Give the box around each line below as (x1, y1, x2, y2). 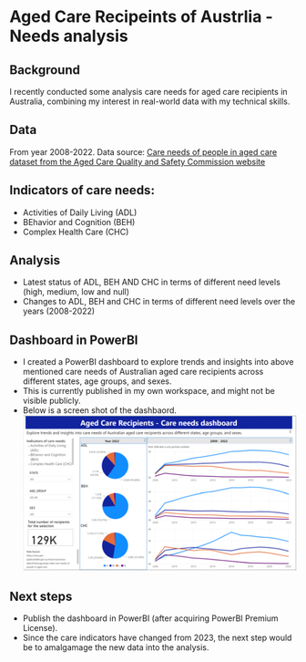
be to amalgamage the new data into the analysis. (22, 641, 209, 653)
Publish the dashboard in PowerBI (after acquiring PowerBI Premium (22, 613, 280, 624)
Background (9, 62, 80, 78)
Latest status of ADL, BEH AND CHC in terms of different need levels (22, 276, 280, 288)
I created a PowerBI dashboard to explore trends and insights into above (22, 357, 294, 367)
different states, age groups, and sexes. (22, 376, 172, 387)
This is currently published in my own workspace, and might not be (22, 386, 275, 397)
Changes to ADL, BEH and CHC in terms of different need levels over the (22, 296, 296, 307)
